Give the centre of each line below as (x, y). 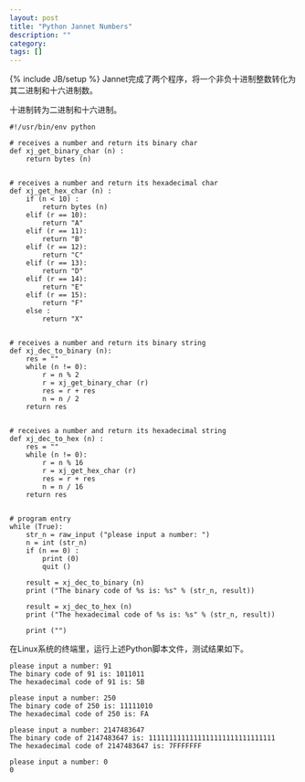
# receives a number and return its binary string (108, 343)
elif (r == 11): (57, 231)
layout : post (34, 18)
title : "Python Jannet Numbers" (71, 26)
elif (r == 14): (57, 280)
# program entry (40, 519)
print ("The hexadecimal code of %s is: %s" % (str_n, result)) (151, 615)
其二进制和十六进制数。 (53, 90)
